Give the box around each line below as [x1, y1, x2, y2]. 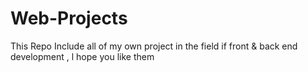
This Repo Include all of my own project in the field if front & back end [10, 40, 298, 52]
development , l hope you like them [10, 50, 155, 62]
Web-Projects [10, 7, 128, 30]
